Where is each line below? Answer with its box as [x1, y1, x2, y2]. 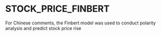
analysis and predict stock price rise [5, 25, 82, 31]
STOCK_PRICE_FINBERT [5, 3, 110, 15]
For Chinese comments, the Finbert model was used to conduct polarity [5, 20, 156, 26]
